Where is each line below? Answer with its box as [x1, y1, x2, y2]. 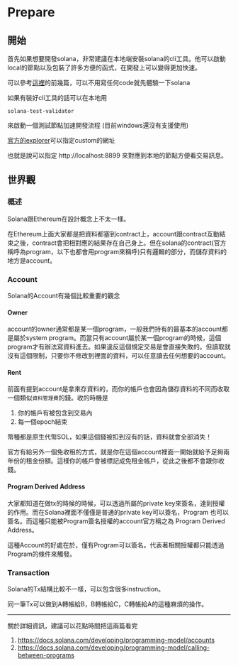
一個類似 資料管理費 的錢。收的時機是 [7, 393, 108, 402]
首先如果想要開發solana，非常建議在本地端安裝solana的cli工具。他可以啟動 [7, 55, 227, 62]
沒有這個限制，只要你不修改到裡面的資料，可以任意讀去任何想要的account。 [7, 351, 230, 360]
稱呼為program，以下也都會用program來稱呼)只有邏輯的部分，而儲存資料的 [7, 247, 227, 256]
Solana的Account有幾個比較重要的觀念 [7, 291, 120, 300]
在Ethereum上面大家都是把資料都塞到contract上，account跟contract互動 [7, 229, 220, 238]
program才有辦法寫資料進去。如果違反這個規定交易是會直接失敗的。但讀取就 [7, 342, 231, 351]
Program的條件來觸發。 [7, 550, 76, 558]
